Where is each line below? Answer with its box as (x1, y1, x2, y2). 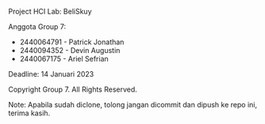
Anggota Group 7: (8, 22, 67, 31)
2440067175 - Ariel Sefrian (19, 54, 109, 63)
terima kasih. (8, 108, 51, 118)
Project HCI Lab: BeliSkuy (8, 7, 93, 16)
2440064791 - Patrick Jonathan (19, 37, 125, 47)
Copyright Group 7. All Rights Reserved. (8, 85, 137, 94)
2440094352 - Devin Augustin (19, 46, 121, 54)
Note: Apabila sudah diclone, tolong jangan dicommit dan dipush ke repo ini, (8, 100, 258, 109)
